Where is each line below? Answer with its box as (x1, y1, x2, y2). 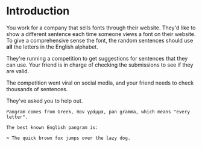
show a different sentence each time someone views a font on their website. (6, 30, 196, 37)
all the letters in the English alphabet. (6, 43, 98, 50)
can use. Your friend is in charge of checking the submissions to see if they (6, 61, 194, 68)
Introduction (6, 4, 70, 18)
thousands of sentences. (6, 85, 68, 92)
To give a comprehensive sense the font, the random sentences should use (6, 37, 194, 44)
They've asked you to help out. (6, 97, 83, 104)
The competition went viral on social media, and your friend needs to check (6, 79, 194, 86)
